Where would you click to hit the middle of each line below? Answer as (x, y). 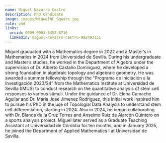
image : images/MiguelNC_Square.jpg (42, 19)
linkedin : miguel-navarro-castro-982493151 (55, 38)
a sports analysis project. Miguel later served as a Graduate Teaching (76, 120)
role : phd (15, 24)
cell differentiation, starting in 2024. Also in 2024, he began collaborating (80, 109)
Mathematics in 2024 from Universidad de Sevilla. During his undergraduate (83, 57)
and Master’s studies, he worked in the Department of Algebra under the (79, 62)
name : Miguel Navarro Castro (35, 10)
